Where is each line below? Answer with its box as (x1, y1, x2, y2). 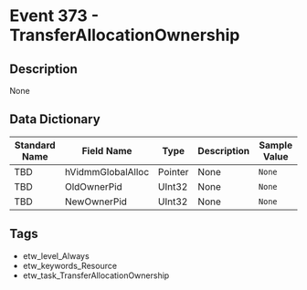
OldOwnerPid (64, 180, 123, 192)
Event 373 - (9, 5, 99, 26)
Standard (14, 139, 57, 151)
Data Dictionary (9, 111, 101, 128)
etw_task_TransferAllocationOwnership (22, 270, 170, 281)
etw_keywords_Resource (22, 260, 117, 271)
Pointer (158, 165, 189, 178)
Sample (259, 139, 293, 151)
